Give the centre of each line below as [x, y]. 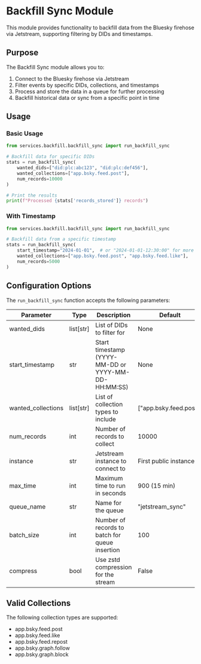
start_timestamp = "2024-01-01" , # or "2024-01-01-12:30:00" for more [106, 250]
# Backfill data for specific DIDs [51, 157]
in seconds [111, 493]
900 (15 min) [156, 485]
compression [114, 567]
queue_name [28, 506]
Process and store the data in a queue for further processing [89, 91]
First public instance [166, 461]
